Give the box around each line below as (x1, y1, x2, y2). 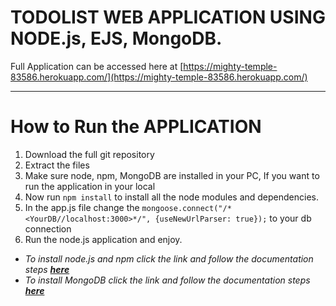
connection (24, 222, 72, 235)
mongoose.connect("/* (141, 203, 232, 213)
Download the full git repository (24, 148, 155, 160)
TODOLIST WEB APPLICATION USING (10, 6, 326, 29)
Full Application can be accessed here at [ (10, 60, 184, 72)
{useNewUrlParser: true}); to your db (154, 212, 312, 224)
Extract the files (24, 159, 90, 171)
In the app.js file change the (24, 201, 140, 213)
